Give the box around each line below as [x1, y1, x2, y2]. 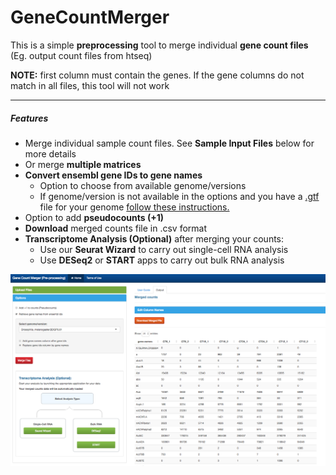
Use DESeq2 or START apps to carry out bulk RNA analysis [39, 254, 285, 266]
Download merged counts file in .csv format [24, 222, 208, 234]
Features [10, 112, 49, 124]
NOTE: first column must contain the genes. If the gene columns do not [10, 69, 305, 81]
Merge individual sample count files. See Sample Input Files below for [24, 137, 315, 149]
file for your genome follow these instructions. [39, 201, 230, 213]
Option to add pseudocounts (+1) [24, 211, 165, 223]
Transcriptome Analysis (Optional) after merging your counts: [24, 232, 285, 245]
